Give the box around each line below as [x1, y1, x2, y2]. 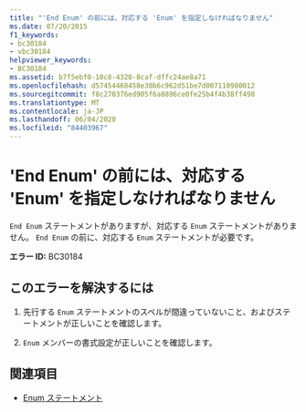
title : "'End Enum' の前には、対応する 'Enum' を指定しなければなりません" [9, 13, 274, 23]
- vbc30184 [9, 47, 51, 57]
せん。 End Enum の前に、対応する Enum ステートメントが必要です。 [9, 232, 259, 242]
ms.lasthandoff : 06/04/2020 [9, 115, 117, 124]
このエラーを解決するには [9, 280, 153, 296]
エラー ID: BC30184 [9, 251, 84, 262]
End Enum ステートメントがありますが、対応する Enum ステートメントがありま [9, 220, 298, 231]
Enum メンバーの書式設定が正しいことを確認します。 [22, 336, 217, 347]
